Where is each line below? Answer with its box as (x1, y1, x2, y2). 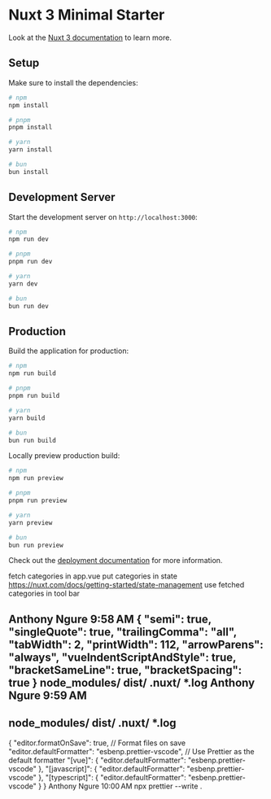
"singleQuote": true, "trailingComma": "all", (8, 625, 238, 639)
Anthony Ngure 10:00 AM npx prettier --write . (48, 781, 203, 791)
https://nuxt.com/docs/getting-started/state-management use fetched (8, 580, 245, 590)
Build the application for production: (8, 346, 129, 356)
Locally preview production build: (8, 451, 120, 461)
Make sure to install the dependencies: (8, 77, 138, 87)
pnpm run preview (8, 496, 68, 504)
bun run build (8, 436, 57, 444)
